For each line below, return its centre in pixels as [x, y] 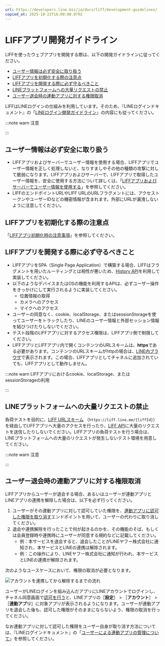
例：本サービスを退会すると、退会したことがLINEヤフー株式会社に [87, 541]
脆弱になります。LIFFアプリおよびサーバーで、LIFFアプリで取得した [85, 175]
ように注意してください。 [38, 205]
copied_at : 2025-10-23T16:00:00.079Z [44, 14]
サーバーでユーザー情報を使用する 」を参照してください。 [70, 187]
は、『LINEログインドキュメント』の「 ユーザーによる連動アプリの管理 [76, 632]
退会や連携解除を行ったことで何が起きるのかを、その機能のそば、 [79, 529]
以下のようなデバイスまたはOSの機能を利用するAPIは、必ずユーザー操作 [85, 283]
